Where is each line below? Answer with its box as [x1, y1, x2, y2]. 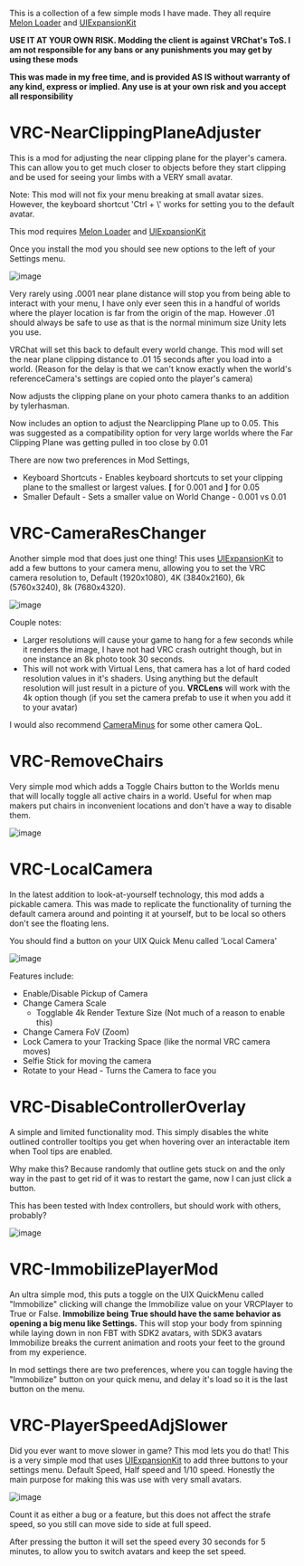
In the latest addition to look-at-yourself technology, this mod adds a [9, 889, 265, 900]
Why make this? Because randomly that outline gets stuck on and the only [9, 1163, 286, 1174]
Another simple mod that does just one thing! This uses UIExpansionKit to [9, 552, 284, 564]
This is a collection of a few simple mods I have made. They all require [9, 8, 271, 18]
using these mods [9, 54, 79, 64]
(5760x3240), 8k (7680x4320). [9, 581, 127, 592]
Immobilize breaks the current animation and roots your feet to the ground [9, 1337, 285, 1348]
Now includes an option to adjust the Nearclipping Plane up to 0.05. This [9, 417, 279, 428]
